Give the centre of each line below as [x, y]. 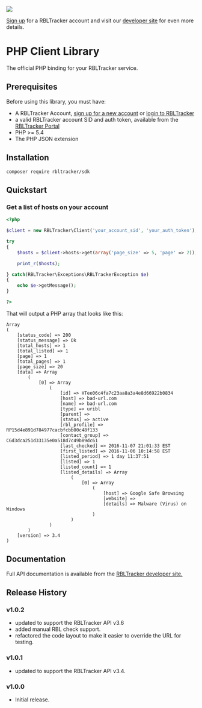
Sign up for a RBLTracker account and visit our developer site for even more [100, 20]
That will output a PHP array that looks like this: [65, 313]
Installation [28, 158]
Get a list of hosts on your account [57, 207]
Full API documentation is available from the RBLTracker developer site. [94, 574]
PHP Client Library [53, 52]
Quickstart [27, 190]
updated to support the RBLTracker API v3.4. [70, 671]
